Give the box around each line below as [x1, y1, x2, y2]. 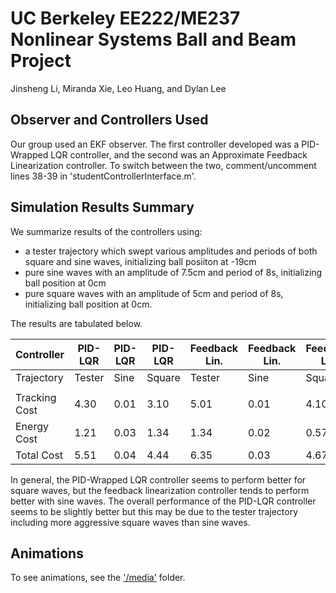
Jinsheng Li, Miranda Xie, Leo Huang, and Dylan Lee [10, 82, 227, 94]
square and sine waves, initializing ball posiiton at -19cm [24, 255, 257, 267]
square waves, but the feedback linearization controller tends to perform [10, 484, 310, 496]
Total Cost [15, 448, 64, 462]
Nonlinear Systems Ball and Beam [10, 28, 297, 51]
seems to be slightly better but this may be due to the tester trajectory [10, 505, 299, 517]
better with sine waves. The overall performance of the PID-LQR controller [10, 495, 317, 507]
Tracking [15, 390, 57, 404]
